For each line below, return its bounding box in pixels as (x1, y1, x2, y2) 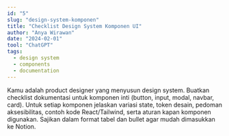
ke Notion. (7, 122, 36, 131)
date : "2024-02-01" (7, 36, 63, 42)
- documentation (13, 67, 59, 74)
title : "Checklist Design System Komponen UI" (7, 23, 142, 29)
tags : (7, 49, 23, 55)
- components (13, 61, 51, 68)
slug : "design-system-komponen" (7, 16, 99, 23)
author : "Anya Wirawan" (7, 29, 75, 36)
